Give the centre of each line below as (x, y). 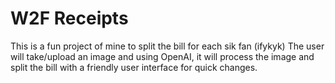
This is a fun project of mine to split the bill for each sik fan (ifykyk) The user (167, 46)
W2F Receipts (69, 18)
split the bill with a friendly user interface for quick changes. (134, 67)
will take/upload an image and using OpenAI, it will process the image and (162, 56)
